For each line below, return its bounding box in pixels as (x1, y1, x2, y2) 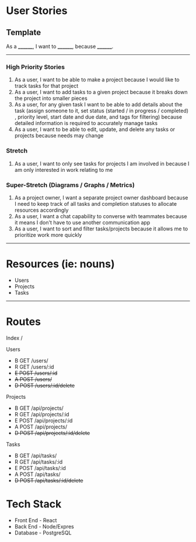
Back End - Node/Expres (14, 523, 74, 530)
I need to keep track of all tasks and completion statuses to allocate (14, 200, 177, 207)
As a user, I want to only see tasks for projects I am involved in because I (14, 160, 190, 167)
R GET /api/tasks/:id (14, 458, 63, 465)
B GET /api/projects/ (14, 405, 64, 412)
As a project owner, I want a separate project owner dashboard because (14, 194, 188, 201)
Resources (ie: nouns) (6, 257, 115, 271)
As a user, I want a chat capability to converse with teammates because (14, 212, 187, 220)
